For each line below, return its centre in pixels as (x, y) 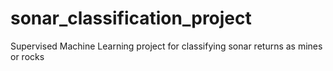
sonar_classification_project (131, 18)
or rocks (27, 56)
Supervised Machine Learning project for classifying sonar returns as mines (166, 46)
